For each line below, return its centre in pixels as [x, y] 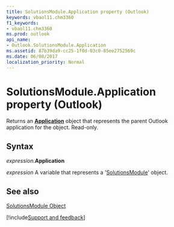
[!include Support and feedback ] [46, 217]
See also [23, 191]
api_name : [19, 40]
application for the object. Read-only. [52, 127]
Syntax [20, 146]
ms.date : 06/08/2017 [32, 56]
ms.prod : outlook [28, 34]
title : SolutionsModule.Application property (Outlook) [78, 12]
